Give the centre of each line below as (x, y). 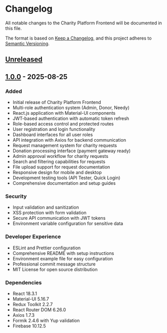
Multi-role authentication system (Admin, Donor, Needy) (71, 108)
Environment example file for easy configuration (62, 258)
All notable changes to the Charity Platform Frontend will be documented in (83, 23)
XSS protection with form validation (50, 213)
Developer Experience (33, 237)
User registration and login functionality (54, 129)
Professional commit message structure (54, 264)
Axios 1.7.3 (24, 315)
